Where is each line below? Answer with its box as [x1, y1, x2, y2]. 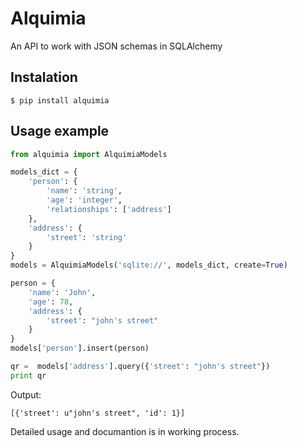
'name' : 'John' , [28, 287, 97, 297]
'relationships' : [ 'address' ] [46, 204, 172, 214]
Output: [10, 388, 42, 401]
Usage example [10, 123, 110, 140]
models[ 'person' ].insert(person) [10, 343, 150, 354]
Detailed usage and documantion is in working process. [10, 425, 240, 437]
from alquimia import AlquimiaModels [10, 149, 168, 159]
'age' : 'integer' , [46, 195, 123, 206]
